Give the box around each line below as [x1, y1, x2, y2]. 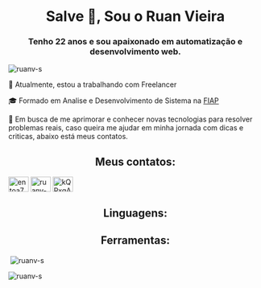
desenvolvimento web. [89, 46, 181, 57]
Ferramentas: [100, 233, 171, 248]
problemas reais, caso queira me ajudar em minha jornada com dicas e [8, 123, 244, 133]
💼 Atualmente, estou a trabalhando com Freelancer [8, 80, 177, 89]
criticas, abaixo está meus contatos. [8, 132, 129, 142]
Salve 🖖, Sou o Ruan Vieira [45, 7, 226, 26]
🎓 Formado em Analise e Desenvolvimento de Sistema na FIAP [8, 96, 219, 105]
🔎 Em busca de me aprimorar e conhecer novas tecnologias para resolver [8, 114, 253, 124]
